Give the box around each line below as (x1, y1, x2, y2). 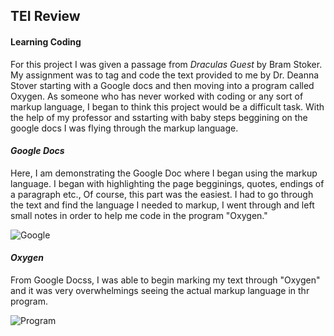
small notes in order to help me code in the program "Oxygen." (10, 209, 268, 221)
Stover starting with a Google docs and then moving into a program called (10, 79, 315, 91)
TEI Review (10, 8, 81, 25)
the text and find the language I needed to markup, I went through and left (10, 199, 315, 211)
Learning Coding (10, 35, 82, 48)
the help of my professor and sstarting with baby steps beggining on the (10, 111, 308, 123)
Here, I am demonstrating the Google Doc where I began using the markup (10, 167, 318, 179)
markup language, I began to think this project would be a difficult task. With (10, 100, 325, 113)
